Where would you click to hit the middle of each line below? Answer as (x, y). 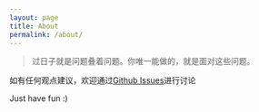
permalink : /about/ (46, 34)
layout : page (34, 18)
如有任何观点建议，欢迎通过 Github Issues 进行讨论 (103, 80)
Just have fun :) (39, 98)
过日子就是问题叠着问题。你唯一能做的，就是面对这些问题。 (143, 61)
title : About (34, 26)
